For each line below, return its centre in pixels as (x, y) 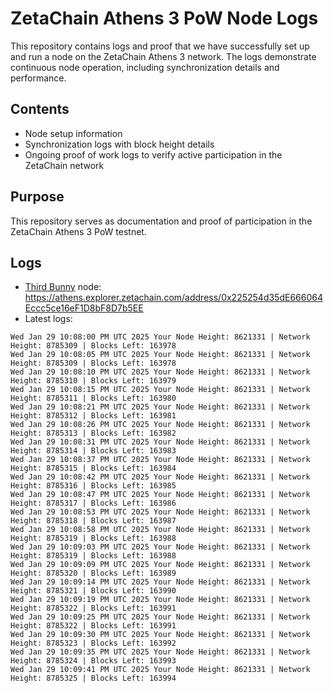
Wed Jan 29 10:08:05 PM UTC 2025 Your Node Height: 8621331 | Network (160, 355)
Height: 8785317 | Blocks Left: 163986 (93, 503)
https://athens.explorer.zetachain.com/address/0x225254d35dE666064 (173, 298)
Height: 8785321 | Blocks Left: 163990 (93, 591)
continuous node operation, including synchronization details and (145, 67)
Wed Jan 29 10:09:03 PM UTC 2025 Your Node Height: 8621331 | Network (160, 547)
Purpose (37, 197)
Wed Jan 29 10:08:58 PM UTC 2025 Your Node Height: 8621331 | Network (160, 530)
